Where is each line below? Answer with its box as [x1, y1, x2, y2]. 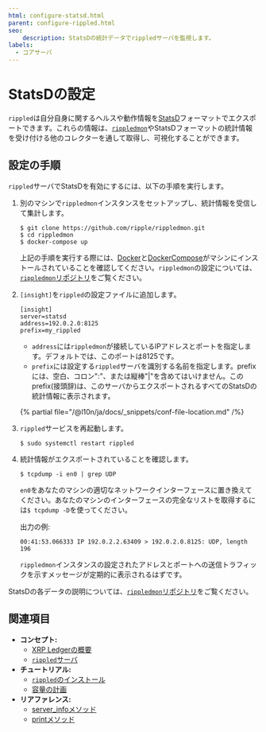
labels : [8, 41, 34, 49]
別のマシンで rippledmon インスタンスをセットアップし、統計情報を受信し [19, 198, 257, 208]
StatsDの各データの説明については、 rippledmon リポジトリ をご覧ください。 [8, 586, 253, 596]
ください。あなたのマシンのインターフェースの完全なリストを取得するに [19, 495, 256, 504]
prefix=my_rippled [19, 326, 81, 334]
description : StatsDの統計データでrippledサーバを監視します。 [22, 33, 215, 42]
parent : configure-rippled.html [8, 19, 115, 27]
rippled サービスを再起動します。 [19, 423, 129, 433]
